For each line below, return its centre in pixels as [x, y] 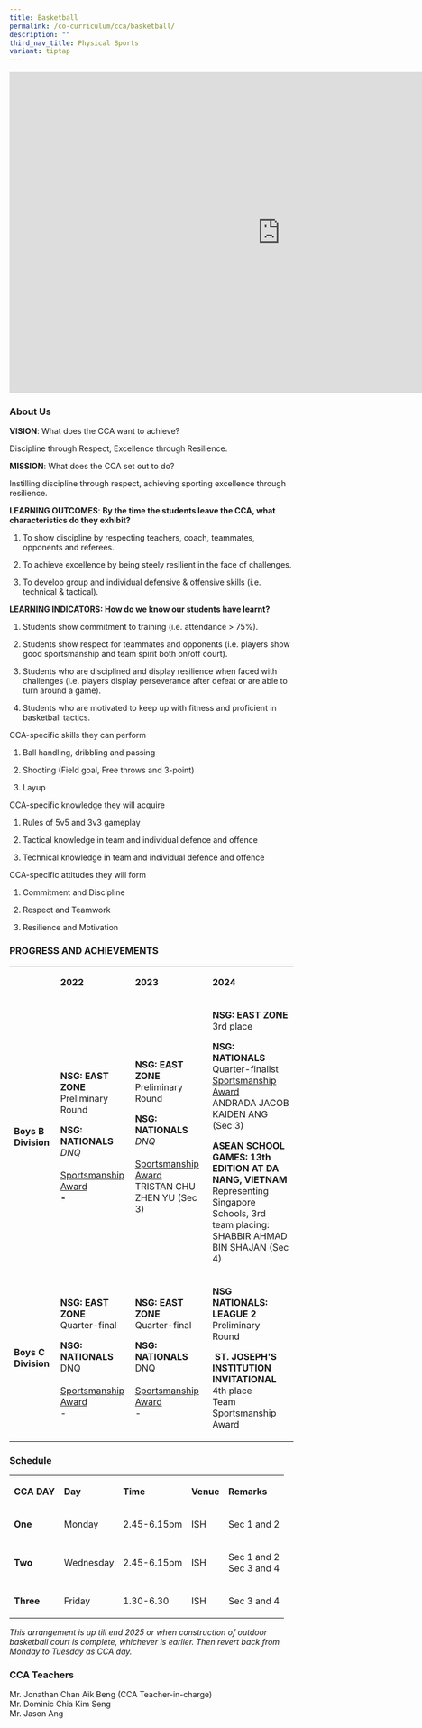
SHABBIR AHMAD [249, 1235]
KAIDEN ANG [240, 1113]
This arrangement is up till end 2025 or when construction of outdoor [138, 1632]
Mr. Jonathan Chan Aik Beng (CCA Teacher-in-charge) [111, 1695]
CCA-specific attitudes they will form [78, 875]
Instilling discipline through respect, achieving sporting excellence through [148, 484]
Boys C [29, 1352]
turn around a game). [62, 690]
